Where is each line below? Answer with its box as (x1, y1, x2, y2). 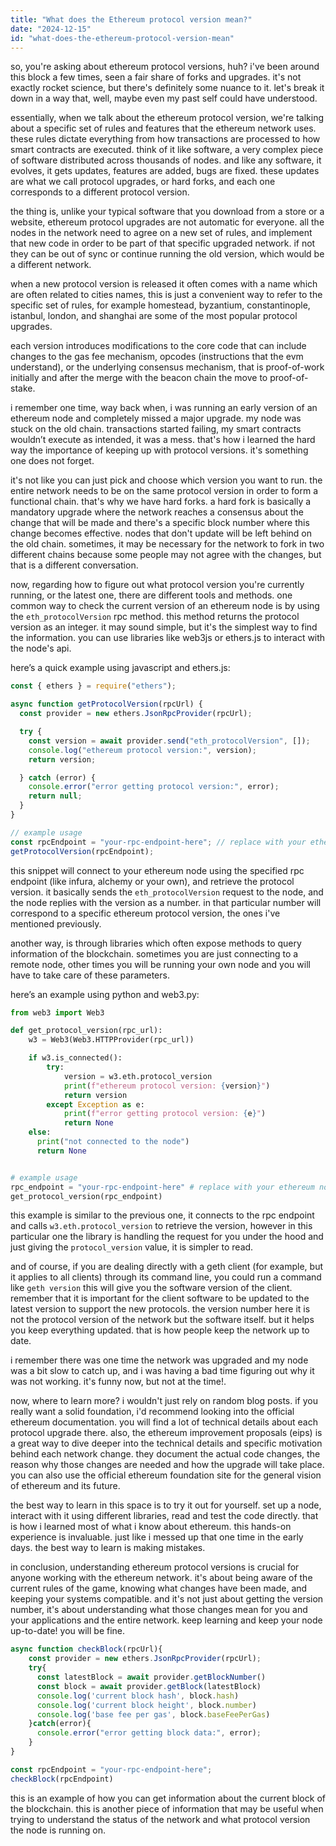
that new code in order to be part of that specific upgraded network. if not (10, 237, 316, 250)
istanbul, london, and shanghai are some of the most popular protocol (10, 310, 298, 322)
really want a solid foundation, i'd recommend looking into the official (10, 1406, 295, 1418)
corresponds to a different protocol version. (10, 186, 190, 198)
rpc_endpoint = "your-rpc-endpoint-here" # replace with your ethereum (10, 1182, 315, 1192)
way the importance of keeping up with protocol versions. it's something (10, 444, 309, 456)
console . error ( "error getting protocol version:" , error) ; (28, 782, 280, 792)
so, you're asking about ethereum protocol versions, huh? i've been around (10, 61, 320, 73)
